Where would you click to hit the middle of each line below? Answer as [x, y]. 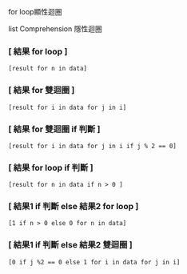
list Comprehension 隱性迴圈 [55, 29]
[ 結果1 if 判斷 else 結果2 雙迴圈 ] [71, 245]
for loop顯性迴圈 [35, 12]
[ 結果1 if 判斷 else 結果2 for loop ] [74, 207]
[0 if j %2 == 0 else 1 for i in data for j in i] [94, 262]
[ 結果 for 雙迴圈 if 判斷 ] [54, 129]
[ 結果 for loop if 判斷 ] [51, 167]
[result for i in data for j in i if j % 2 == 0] [93, 146]
